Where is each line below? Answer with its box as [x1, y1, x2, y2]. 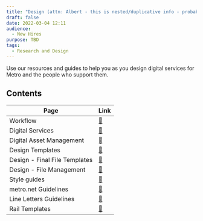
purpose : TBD [6, 37, 39, 43]
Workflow [9, 116, 37, 125]
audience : [6, 25, 31, 32]
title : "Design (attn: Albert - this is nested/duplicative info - [6, 8, 180, 15]
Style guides [9, 175, 45, 184]
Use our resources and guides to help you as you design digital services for [6, 64, 195, 72]
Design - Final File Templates [9, 155, 93, 164]
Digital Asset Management [9, 136, 85, 145]
